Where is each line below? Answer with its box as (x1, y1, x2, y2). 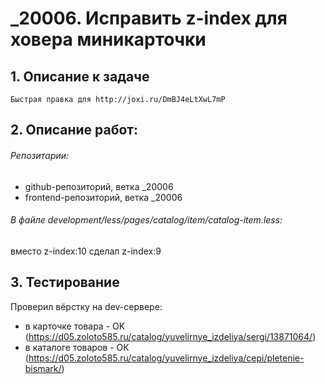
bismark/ (24, 362, 62, 374)
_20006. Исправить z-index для (10, 7, 288, 30)
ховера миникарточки (10, 28, 207, 51)
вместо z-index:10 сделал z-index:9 (10, 245, 162, 257)
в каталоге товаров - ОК (24, 341, 130, 353)
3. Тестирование (10, 274, 120, 291)
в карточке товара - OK (24, 320, 126, 332)
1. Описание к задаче (10, 68, 150, 85)
